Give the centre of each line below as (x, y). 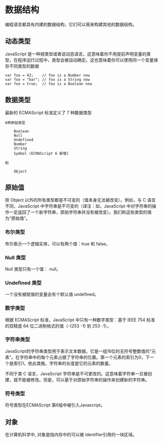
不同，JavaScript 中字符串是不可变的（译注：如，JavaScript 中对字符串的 (79, 206)
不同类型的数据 (24, 66)
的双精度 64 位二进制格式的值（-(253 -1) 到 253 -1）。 (58, 326)
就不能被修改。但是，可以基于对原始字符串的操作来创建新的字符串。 (81, 380)
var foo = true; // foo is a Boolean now (49, 84)
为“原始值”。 (18, 218)
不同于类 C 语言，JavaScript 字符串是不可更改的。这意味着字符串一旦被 (76, 373)
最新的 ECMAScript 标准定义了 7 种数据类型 (49, 112)
